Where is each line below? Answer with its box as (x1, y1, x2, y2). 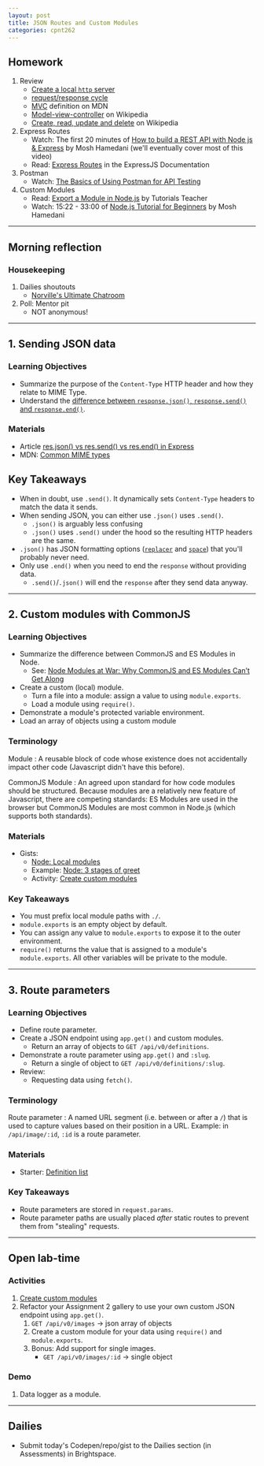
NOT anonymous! (31, 307, 89, 316)
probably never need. (19, 553, 90, 562)
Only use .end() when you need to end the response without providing (19, 560, 247, 570)
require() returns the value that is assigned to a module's (19, 945, 207, 954)
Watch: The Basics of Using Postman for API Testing (31, 177, 201, 186)
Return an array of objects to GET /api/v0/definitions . (31, 1041, 210, 1051)
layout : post (8, 11, 51, 20)
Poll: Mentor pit (19, 299, 69, 308)
